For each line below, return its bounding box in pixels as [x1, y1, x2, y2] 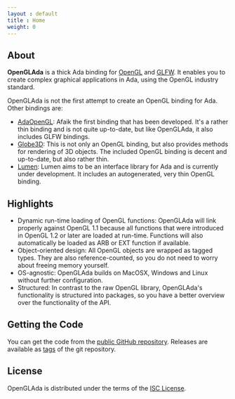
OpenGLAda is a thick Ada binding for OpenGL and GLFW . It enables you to [7, 68, 226, 77]
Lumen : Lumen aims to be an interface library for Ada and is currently [17, 162, 219, 171]
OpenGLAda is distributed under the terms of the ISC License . [7, 384, 187, 392]
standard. [7, 83, 35, 91]
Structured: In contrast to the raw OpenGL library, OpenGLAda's [17, 284, 203, 292]
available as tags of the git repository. [7, 345, 116, 353]
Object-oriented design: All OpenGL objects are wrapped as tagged [17, 247, 213, 254]
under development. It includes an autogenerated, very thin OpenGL [17, 170, 215, 178]
